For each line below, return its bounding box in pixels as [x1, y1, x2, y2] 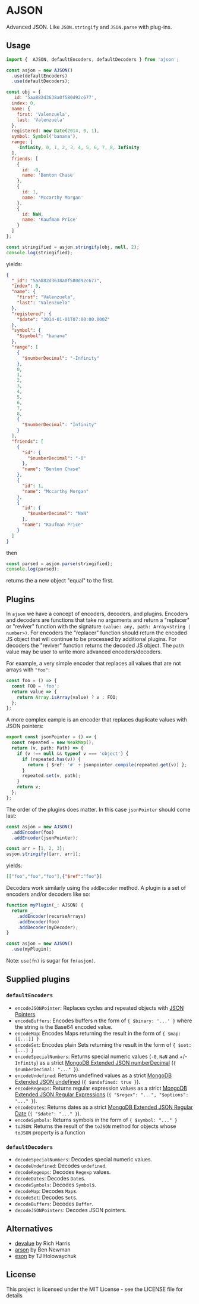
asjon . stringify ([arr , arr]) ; [6, 851, 81, 857]
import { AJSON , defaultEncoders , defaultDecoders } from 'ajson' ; [6, 56, 179, 63]
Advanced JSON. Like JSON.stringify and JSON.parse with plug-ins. [6, 23, 172, 30]
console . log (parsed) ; [6, 566, 60, 572]
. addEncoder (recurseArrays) [17, 913, 86, 919]
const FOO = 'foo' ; [11, 683, 60, 689]
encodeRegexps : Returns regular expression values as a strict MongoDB [14, 1084, 187, 1092]
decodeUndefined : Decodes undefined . [14, 1162, 107, 1170]
